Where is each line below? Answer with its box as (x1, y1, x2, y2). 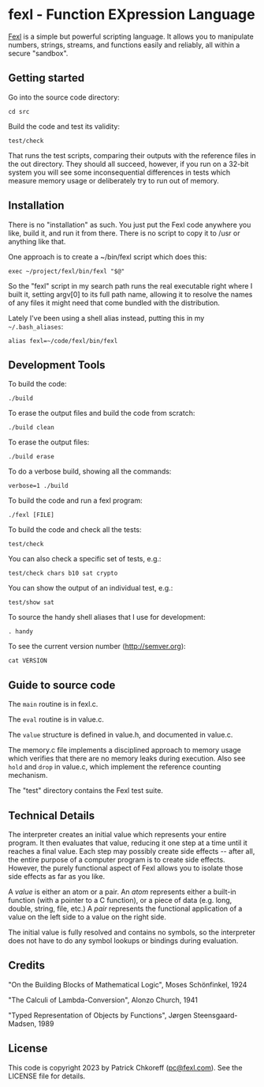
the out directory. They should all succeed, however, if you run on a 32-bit (8, 159, 249, 168)
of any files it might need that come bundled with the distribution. (8, 298, 221, 308)
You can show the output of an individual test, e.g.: (8, 583, 173, 593)
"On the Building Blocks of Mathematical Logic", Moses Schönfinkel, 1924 (8, 979, 247, 989)
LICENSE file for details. (8, 1071, 86, 1081)
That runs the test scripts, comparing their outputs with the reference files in (8, 150, 256, 160)
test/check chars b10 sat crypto (8, 569, 118, 578)
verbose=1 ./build (8, 482, 69, 490)
